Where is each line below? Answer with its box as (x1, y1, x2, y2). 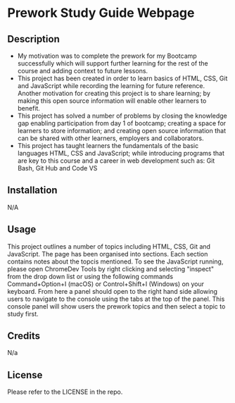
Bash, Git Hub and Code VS (17, 164, 98, 172)
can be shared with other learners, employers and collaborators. (17, 134, 204, 142)
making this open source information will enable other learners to (17, 97, 207, 105)
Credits (7, 330, 41, 342)
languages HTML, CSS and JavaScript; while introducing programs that (17, 149, 225, 157)
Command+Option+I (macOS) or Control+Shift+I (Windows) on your (7, 280, 205, 288)
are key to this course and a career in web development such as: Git (17, 156, 215, 165)
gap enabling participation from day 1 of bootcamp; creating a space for (17, 119, 227, 128)
